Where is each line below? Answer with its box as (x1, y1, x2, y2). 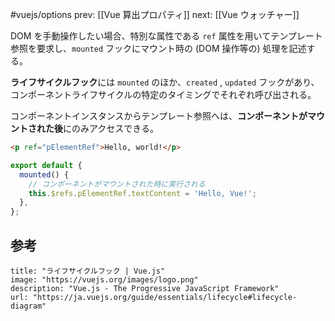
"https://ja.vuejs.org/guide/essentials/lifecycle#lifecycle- (32, 292, 298, 302)
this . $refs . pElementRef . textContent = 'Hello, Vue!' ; (28, 188, 257, 198)
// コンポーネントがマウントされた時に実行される (28, 179, 206, 189)
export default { (10, 160, 83, 170)
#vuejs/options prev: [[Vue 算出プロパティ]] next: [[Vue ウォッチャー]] (10, 9, 300, 20)
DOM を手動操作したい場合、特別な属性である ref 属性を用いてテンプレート (10, 30, 323, 42)
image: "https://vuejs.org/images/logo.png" (10, 274, 199, 285)
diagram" (10, 301, 47, 311)
